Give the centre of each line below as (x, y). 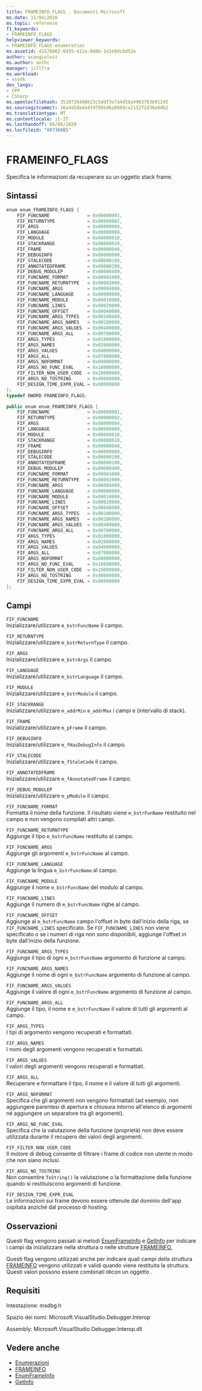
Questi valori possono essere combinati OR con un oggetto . (79, 1272)
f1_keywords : (23, 29)
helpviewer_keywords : (33, 40)
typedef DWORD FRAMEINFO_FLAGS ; (47, 395)
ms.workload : (23, 74)
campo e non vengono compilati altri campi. (61, 819)
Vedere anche (33, 1348)
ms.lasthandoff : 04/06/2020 (42, 125)
